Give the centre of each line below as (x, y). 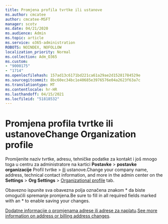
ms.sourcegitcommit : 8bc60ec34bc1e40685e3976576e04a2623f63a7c (73, 80)
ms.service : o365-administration (40, 43)
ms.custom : (17, 61)
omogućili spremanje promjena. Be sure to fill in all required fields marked (81, 196)
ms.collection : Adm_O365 (31, 57)
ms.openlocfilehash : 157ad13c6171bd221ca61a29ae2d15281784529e (73, 76)
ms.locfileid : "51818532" (32, 99)
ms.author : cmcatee (26, 15)
